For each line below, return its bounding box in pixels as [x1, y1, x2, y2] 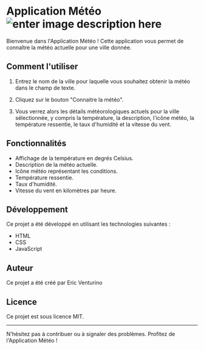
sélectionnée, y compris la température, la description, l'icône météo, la [15, 114, 194, 121]
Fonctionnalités [6, 138, 67, 149]
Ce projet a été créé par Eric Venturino [6, 279, 103, 287]
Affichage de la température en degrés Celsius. [15, 154, 134, 162]
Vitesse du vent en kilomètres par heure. [15, 187, 117, 194]
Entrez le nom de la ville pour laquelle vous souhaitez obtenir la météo [15, 77, 190, 85]
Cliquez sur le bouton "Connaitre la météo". [15, 96, 124, 103]
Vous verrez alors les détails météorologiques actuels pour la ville [15, 108, 180, 115]
